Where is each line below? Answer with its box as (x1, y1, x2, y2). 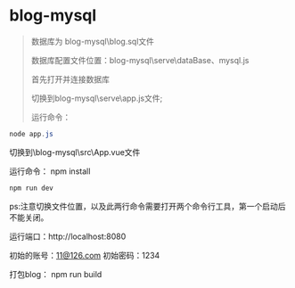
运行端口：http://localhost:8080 (9, 231, 127, 242)
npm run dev (9, 184, 53, 193)
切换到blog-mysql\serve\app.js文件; (30, 93, 163, 103)
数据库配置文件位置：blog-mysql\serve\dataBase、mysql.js (30, 54, 250, 65)
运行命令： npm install (9, 166, 91, 177)
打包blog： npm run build (9, 268, 102, 279)
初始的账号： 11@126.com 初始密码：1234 (9, 250, 160, 260)
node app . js (9, 129, 53, 138)
